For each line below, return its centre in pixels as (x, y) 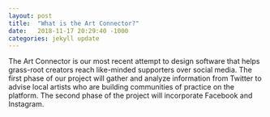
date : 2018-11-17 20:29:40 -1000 (69, 31)
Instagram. (26, 104)
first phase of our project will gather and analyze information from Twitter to (135, 78)
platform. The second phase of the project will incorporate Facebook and (131, 96)
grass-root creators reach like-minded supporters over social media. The (131, 70)
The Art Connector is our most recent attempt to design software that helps (135, 61)
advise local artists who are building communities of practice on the (122, 87)
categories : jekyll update (54, 38)
